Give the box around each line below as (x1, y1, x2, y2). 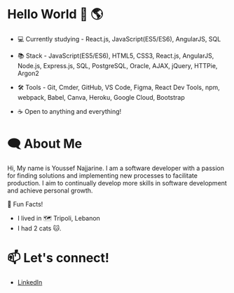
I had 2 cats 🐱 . (17, 223, 62, 233)
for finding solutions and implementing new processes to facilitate (7, 171, 198, 180)
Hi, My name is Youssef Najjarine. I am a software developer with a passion (7, 164, 224, 172)
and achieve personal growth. (7, 186, 93, 195)
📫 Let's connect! (7, 250, 110, 266)
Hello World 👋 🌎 (7, 6, 104, 22)
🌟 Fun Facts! (7, 200, 43, 208)
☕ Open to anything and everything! (17, 107, 122, 115)
